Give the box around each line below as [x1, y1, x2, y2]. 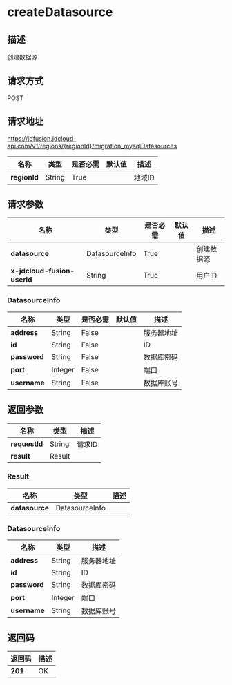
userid [10, 275, 32, 284]
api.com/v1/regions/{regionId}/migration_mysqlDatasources [7, 142, 177, 150]
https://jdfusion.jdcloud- [7, 134, 77, 142]
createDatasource [7, 4, 113, 20]
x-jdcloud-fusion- [10, 267, 75, 276]
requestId [10, 439, 43, 449]
